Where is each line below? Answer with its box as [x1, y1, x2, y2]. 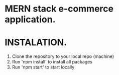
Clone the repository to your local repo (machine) [12, 53, 114, 59]
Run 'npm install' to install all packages [12, 59, 92, 65]
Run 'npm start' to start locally [12, 64, 75, 70]
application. [5, 14, 56, 25]
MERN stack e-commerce [5, 3, 114, 15]
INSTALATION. [5, 37, 67, 48]
